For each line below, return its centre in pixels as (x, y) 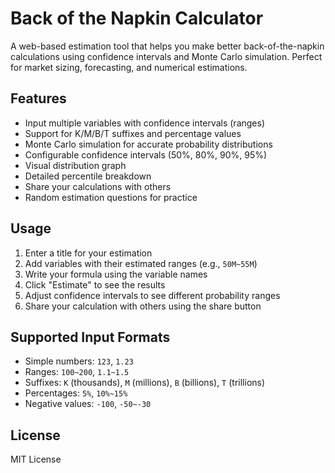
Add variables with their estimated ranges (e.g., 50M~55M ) (141, 263)
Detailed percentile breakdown (88, 176)
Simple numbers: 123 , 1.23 (79, 361)
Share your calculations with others (98, 186)
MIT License (36, 459)
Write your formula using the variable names (116, 274)
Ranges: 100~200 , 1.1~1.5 (77, 372)
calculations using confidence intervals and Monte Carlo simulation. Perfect (166, 56)
